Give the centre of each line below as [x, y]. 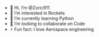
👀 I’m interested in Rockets [37, 13]
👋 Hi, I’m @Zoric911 [30, 8]
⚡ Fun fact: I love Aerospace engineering [52, 29]
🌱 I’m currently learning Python [42, 18]
